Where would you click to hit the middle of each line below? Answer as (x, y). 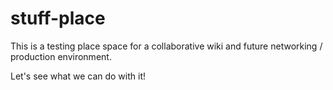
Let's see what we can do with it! (78, 76)
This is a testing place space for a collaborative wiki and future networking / (166, 46)
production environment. (61, 56)
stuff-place (58, 18)
